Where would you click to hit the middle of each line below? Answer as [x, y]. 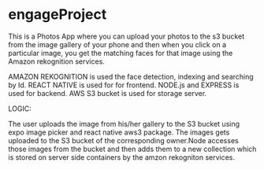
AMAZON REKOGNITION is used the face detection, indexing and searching [131, 76]
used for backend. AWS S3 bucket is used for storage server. [108, 93]
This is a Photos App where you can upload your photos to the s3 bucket [126, 36]
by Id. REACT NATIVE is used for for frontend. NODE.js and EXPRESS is [124, 85]
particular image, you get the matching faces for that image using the [121, 53]
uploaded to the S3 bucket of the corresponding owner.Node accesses [123, 140]
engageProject [58, 15]
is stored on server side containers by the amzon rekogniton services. [121, 157]
